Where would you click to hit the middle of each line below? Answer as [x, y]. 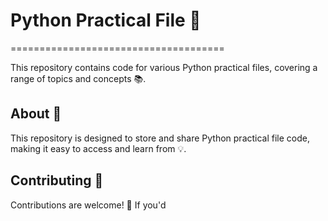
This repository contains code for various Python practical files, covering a [164, 67]
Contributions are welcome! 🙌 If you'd [88, 205]
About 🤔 [36, 114]
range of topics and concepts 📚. [78, 78]
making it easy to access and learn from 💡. [98, 148]
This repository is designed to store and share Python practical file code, [160, 138]
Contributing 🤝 [57, 180]
